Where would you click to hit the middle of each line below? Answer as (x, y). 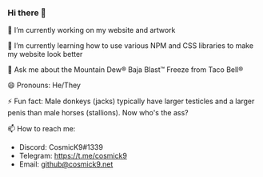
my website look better (45, 54)
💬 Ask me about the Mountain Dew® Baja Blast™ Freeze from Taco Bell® (126, 70)
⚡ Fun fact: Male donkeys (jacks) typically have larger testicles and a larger (131, 101)
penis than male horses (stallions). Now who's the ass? (98, 113)
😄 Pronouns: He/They (44, 85)
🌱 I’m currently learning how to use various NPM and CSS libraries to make (130, 46)
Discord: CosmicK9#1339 (61, 147)
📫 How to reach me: (42, 129)
